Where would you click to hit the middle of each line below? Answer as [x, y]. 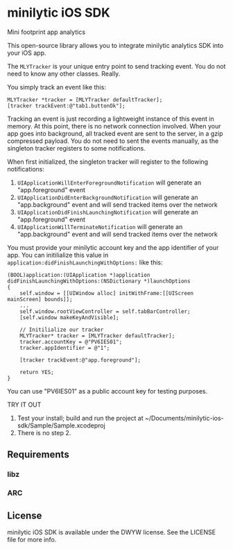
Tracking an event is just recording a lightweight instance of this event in [111, 119]
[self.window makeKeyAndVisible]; [69, 317]
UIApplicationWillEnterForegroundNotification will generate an [109, 183]
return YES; [37, 372]
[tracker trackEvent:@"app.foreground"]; [80, 360]
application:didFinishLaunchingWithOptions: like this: [85, 262]
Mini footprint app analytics [46, 32]
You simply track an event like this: [57, 87]
